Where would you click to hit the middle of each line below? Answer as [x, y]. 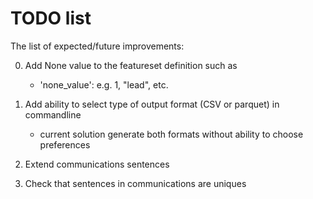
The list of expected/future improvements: [97, 46]
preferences [65, 144]
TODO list [51, 18]
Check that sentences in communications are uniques [135, 183]
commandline [53, 114]
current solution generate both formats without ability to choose [171, 134]
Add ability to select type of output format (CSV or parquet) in [152, 104]
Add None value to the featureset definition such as [131, 65]
